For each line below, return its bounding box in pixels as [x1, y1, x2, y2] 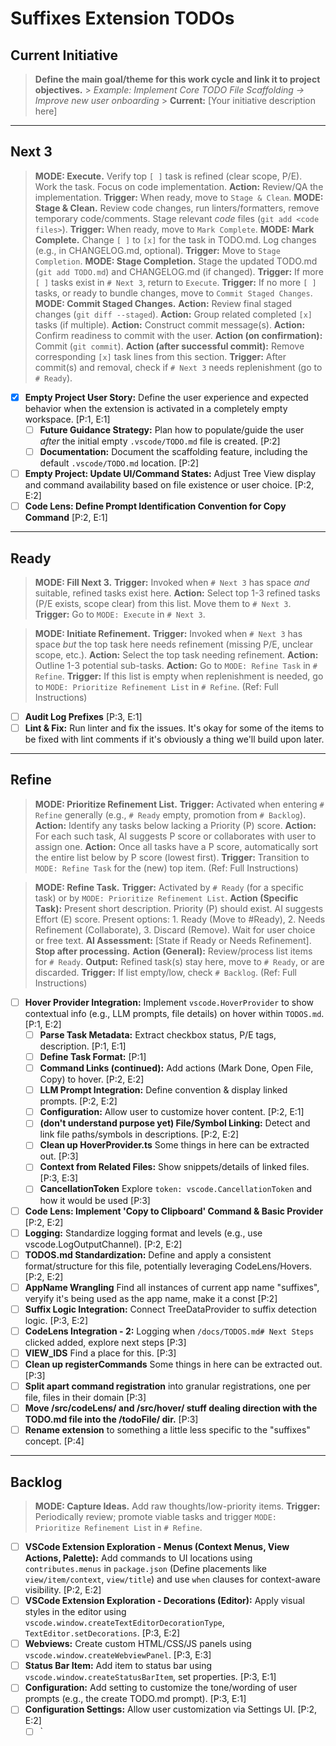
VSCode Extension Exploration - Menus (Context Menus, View [24, 1541, 290, 1552]
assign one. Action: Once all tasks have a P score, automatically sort [34, 840, 319, 852]
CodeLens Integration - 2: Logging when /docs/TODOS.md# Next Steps [24, 1325, 315, 1337]
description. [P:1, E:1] [39, 1040, 127, 1052]
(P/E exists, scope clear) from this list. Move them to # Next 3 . [34, 597, 292, 609]
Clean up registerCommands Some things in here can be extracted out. [24, 1358, 323, 1370]
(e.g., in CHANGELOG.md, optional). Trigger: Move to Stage [34, 244, 281, 256]
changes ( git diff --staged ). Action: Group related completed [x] [34, 308, 313, 320]
